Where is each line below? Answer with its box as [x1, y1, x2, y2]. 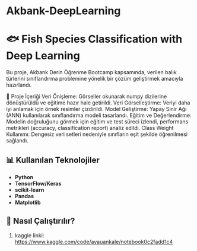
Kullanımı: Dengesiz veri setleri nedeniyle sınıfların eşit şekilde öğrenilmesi [6, 131, 188, 138]
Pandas [14, 192, 34, 199]
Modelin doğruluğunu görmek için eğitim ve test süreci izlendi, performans [6, 118, 189, 125]
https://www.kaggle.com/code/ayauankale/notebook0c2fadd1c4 [14, 238, 173, 245]
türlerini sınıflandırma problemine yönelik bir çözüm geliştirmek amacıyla [6, 75, 183, 82]
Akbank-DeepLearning [6, 4, 121, 18]
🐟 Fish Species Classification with [6, 33, 183, 46]
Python [14, 173, 34, 180]
